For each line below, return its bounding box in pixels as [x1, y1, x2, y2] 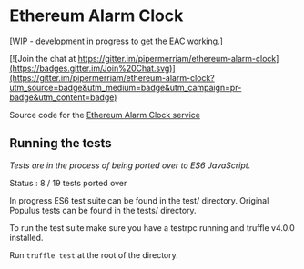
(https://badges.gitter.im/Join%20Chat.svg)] [9, 63, 176, 74]
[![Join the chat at [9, 53, 76, 64]
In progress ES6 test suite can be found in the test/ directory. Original [9, 194, 269, 205]
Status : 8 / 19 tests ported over [9, 177, 127, 188]
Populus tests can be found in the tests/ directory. [9, 204, 198, 215]
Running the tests [9, 135, 112, 151]
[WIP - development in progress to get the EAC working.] [9, 35, 223, 46]
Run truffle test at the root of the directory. [9, 249, 179, 260]
